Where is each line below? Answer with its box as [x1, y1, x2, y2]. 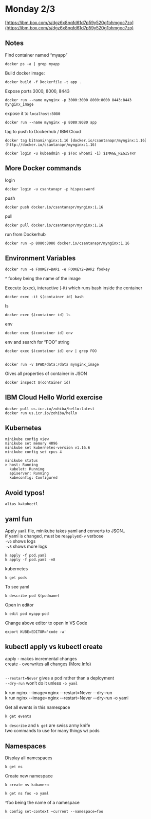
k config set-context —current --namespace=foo [5, 809, 104, 814]
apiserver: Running [9, 471, 49, 476]
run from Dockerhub [5, 231, 46, 237]
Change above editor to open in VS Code [5, 620, 88, 626]
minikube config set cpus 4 [5, 449, 62, 455]
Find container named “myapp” [5, 52, 68, 58]
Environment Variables [5, 254, 76, 262]
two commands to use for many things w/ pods [5, 728, 100, 734]
